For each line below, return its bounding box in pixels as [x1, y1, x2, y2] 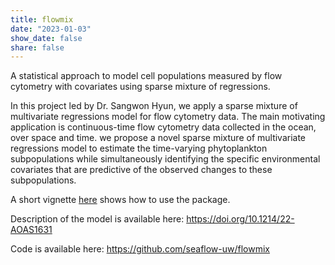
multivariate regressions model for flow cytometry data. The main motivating [10, 111, 326, 123]
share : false [10, 42, 65, 53]
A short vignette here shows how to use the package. [10, 194, 231, 206]
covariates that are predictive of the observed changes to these [10, 164, 273, 176]
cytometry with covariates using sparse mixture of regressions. [10, 81, 271, 93]
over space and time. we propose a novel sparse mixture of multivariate [10, 132, 307, 144]
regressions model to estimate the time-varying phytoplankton [10, 142, 268, 155]
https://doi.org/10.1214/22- [186, 213, 295, 225]
